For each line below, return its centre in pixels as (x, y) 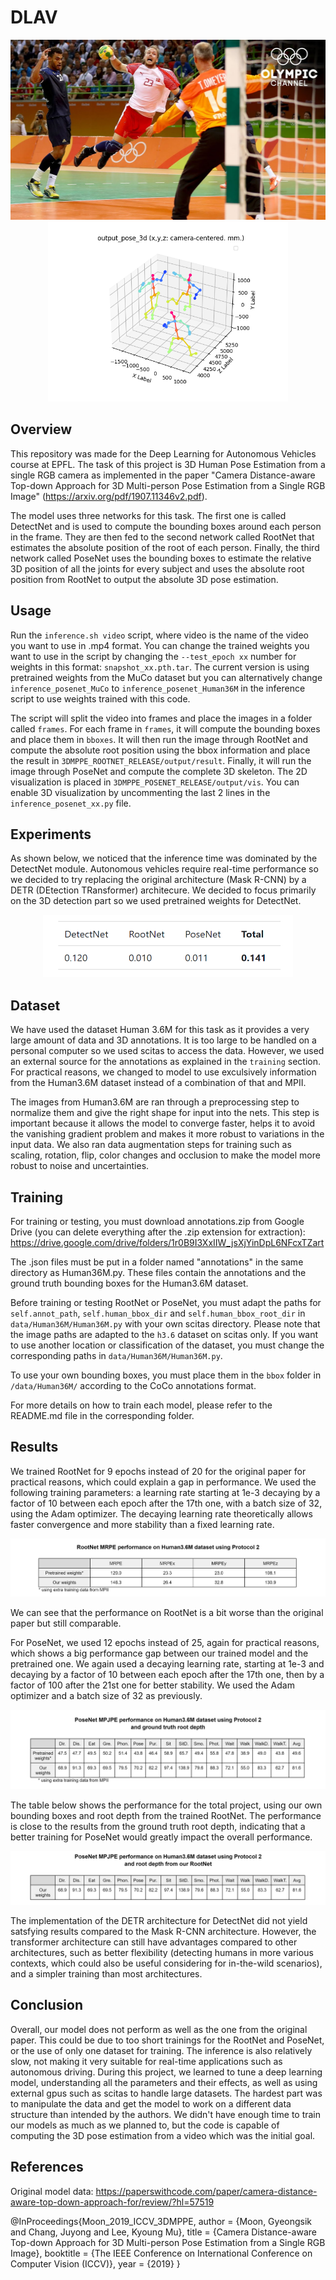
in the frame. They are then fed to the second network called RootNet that (162, 537)
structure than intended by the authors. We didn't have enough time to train (166, 2114)
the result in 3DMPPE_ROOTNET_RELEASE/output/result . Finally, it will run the (161, 760)
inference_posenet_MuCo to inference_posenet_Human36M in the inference (158, 688)
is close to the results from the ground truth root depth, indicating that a (158, 1827)
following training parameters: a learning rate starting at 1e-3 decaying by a (165, 1492)
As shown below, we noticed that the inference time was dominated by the (164, 858)
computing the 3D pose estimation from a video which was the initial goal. (163, 2135)
